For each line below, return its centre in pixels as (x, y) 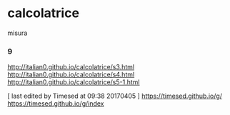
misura (17, 33)
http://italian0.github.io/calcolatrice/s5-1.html (74, 82)
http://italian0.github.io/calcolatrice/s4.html (71, 75)
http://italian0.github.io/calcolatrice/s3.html (71, 67)
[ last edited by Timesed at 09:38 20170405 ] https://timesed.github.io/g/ (115, 96)
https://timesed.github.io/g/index (56, 104)
